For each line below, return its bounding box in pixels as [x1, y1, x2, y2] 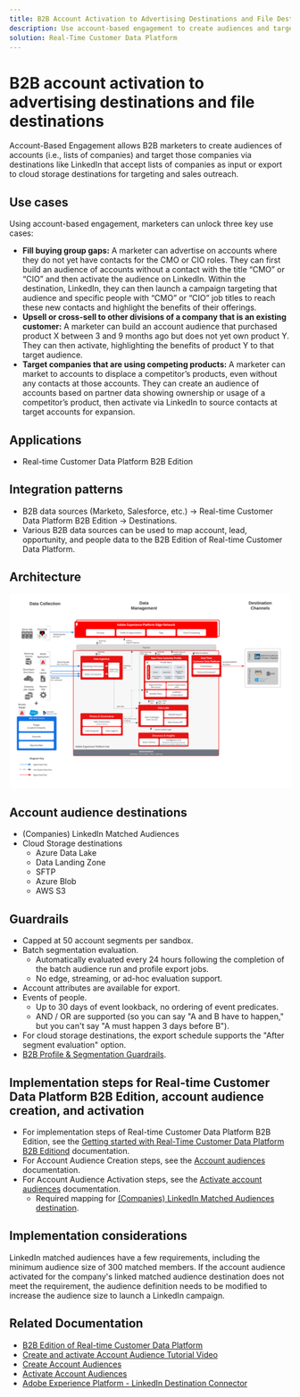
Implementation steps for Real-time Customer [9, 1075, 271, 1090]
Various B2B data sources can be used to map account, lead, [21, 524, 247, 535]
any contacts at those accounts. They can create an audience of [21, 378, 260, 389]
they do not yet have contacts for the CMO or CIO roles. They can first [21, 255, 281, 265]
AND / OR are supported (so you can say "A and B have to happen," [35, 1011, 284, 1022]
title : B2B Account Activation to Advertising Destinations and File [9, 14, 274, 23]
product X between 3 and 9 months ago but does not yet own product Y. [21, 330, 290, 341]
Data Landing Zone [35, 857, 106, 868]
